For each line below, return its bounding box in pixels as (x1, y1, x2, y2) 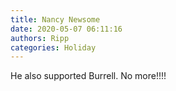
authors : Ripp (10, 33, 70, 43)
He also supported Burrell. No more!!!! (10, 70, 167, 82)
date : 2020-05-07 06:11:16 (10, 24, 123, 34)
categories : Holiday (10, 42, 97, 53)
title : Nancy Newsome (10, 14, 101, 25)
